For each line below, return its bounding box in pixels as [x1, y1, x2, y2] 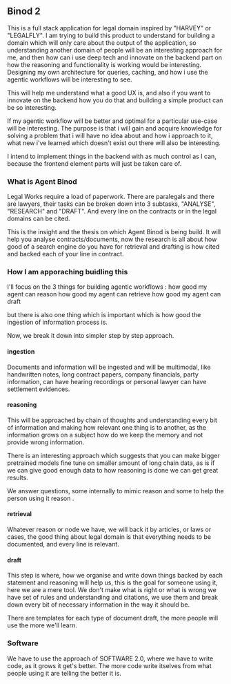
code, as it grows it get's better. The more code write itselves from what [7, 661, 212, 669]
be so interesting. [7, 103, 57, 111]
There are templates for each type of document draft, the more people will [7, 614, 219, 623]
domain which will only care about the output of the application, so [7, 38, 197, 47]
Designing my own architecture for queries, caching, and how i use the [7, 68, 208, 76]
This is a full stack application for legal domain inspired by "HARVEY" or [7, 23, 212, 32]
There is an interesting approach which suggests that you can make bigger [7, 451, 220, 459]
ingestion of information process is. [7, 318, 108, 327]
